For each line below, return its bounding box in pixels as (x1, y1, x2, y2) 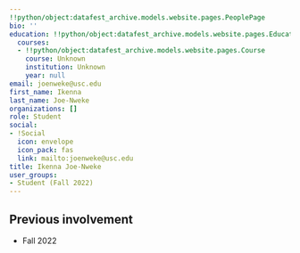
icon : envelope (17, 137, 74, 146)
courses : (17, 37, 50, 47)
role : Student (9, 112, 62, 121)
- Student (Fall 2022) (9, 179, 94, 188)
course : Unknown (25, 54, 87, 63)
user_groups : (9, 170, 58, 179)
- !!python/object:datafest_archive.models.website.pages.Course (17, 46, 266, 55)
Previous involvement (9, 211, 134, 227)
